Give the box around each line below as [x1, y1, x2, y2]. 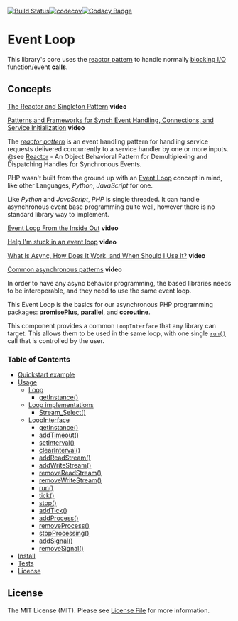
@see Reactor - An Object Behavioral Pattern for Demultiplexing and [7, 152, 207, 161]
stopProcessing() [38, 529, 90, 538]
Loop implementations [28, 401, 94, 409]
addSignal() [38, 536, 73, 545]
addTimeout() [38, 431, 80, 440]
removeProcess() [38, 522, 90, 530]
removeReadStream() [38, 469, 102, 477]
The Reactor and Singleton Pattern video [7, 102, 127, 110]
